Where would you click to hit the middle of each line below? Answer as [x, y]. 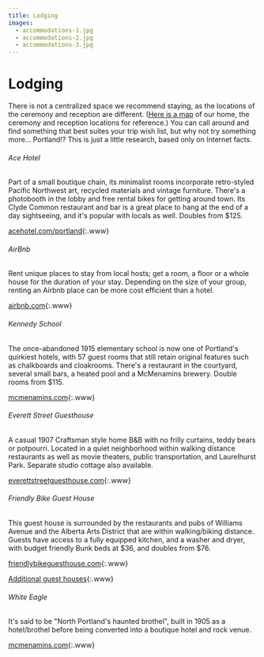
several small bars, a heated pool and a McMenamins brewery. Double [123, 373]
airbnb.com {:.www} [40, 306]
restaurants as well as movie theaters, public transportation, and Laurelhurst [132, 456]
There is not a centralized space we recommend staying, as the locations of [132, 106]
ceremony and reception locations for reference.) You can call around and [129, 123]
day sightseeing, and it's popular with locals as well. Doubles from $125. [126, 216]
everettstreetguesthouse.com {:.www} [70, 480]
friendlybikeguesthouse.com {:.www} [68, 564]
